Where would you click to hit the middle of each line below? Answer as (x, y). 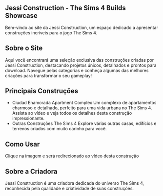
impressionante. (28, 118)
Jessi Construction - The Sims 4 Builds (65, 8)
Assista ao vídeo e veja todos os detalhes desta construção (72, 113)
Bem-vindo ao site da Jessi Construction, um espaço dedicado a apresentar (82, 27)
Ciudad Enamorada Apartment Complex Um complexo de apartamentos (84, 103)
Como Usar (22, 144)
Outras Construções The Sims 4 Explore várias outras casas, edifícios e (84, 123)
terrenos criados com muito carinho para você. (59, 129)
